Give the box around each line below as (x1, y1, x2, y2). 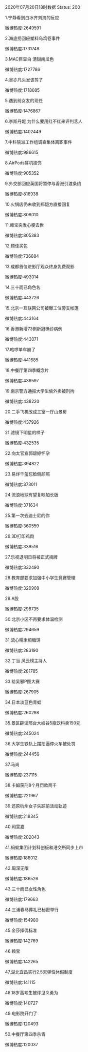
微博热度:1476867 (5, 108, 41, 114)
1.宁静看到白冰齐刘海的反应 (5, 15, 59, 21)
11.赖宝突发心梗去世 (5, 222, 44, 228)
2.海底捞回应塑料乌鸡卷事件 (5, 36, 60, 41)
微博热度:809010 (5, 212, 39, 217)
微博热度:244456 (5, 751, 40, 757)
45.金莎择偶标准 (5, 928, 37, 933)
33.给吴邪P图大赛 (5, 679, 40, 684)
